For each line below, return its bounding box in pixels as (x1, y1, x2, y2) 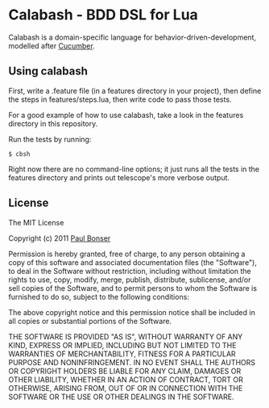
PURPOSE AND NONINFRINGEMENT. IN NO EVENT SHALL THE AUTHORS (8, 357, 256, 367)
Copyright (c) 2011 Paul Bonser (8, 233, 111, 243)
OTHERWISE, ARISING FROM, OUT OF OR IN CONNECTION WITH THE (8, 383, 243, 393)
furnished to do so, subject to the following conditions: (8, 292, 189, 301)
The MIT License (8, 217, 64, 227)
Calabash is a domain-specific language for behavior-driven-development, (8, 32, 256, 42)
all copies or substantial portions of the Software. (8, 316, 172, 326)
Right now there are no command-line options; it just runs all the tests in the (8, 164, 260, 174)
